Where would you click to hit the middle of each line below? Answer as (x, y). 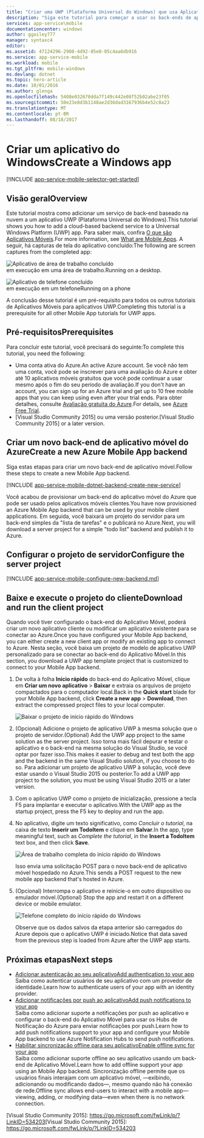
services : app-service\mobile (45, 23)
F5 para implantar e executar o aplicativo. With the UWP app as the (98, 805)
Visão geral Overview (47, 198)
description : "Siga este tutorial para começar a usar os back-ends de (99, 18)
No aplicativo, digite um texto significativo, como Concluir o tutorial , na (104, 823)
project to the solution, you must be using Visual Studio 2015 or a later (103, 780)
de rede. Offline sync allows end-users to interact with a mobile (93, 1091)
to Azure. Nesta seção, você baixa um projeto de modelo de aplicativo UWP (101, 648)
